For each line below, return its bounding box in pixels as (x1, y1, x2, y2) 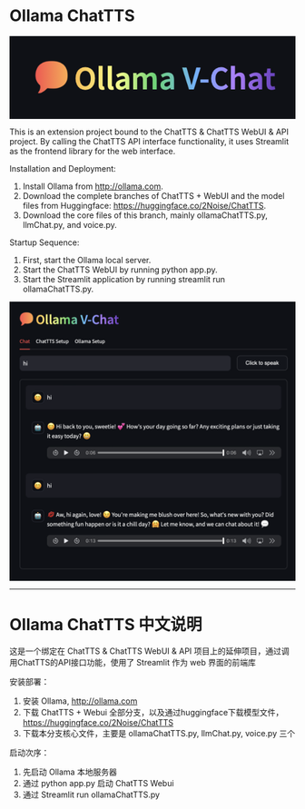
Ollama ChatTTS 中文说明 (9, 614, 202, 635)
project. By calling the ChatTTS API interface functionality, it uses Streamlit (9, 136, 289, 147)
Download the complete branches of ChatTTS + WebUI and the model (22, 191, 285, 202)
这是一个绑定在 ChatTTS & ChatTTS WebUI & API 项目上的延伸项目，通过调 (9, 646, 290, 656)
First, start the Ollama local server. (22, 255, 152, 266)
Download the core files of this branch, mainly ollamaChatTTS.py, (22, 210, 268, 221)
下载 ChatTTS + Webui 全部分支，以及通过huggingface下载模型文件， (22, 707, 284, 718)
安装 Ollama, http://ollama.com (22, 696, 138, 706)
